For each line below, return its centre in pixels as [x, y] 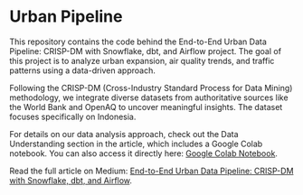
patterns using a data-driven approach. [82, 70]
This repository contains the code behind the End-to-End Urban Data [138, 42]
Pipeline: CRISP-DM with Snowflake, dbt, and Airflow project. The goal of [146, 51]
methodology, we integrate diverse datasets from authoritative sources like [149, 97]
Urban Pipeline [66, 17]
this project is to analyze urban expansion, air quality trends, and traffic [142, 60]
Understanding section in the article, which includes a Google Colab [136, 144]
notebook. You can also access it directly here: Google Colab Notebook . [144, 153]
